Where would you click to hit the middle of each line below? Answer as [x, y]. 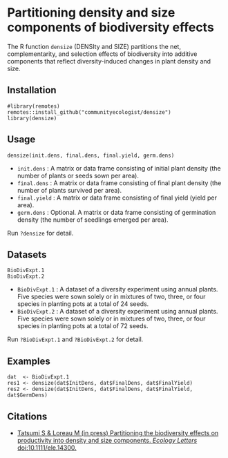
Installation [32, 90]
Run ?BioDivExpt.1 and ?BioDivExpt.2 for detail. [75, 339]
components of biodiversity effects [111, 27]
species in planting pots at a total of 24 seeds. [83, 304]
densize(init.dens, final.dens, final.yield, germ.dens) [91, 155]
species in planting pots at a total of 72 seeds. [83, 326]
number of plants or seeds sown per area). [78, 175]
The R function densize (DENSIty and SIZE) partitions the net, [94, 46]
